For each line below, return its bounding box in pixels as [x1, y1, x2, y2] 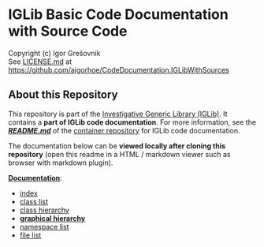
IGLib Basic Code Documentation [8, 6, 229, 24]
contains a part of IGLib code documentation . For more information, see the [8, 117, 257, 127]
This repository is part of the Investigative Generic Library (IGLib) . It [8, 109, 228, 118]
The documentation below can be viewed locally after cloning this [8, 140, 226, 151]
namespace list [19, 222, 69, 231]
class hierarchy [19, 205, 69, 215]
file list [19, 230, 42, 240]
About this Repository [8, 88, 118, 102]
